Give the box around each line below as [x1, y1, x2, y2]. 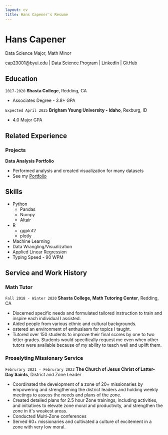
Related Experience [5, 131, 67, 140]
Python [12, 201, 27, 207]
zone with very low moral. [12, 423, 66, 429]
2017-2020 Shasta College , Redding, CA [5, 88, 87, 94]
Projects [5, 147, 26, 154]
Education [5, 74, 38, 83]
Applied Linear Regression [12, 249, 67, 255]
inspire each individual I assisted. [12, 316, 81, 322]
